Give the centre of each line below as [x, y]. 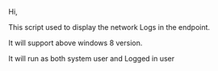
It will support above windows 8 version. [75, 43]
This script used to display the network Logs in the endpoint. [109, 27]
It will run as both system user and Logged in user [92, 58]
